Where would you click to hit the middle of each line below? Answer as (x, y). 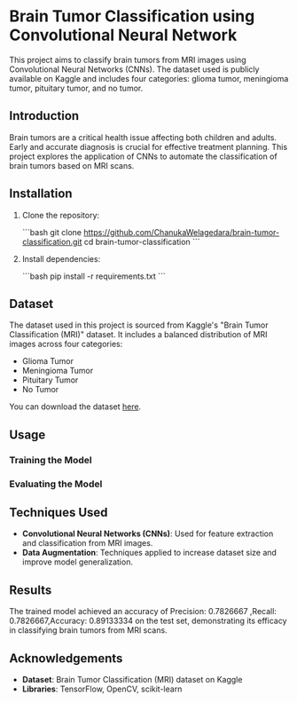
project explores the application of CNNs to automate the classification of (143, 156)
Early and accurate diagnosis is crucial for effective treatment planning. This (148, 146)
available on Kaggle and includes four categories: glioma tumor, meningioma (149, 78)
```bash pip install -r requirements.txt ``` (94, 276)
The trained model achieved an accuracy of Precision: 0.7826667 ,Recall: (143, 612)
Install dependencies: (61, 258)
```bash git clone (52, 232)
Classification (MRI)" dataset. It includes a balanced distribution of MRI (138, 335)
